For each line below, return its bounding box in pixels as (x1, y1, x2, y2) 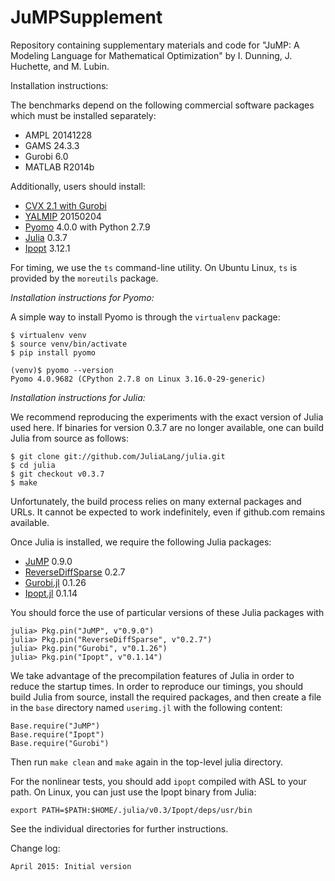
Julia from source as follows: (10, 432, 130, 444)
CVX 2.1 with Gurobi (24, 199, 107, 211)
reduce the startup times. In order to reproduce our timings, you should (10, 680, 304, 692)
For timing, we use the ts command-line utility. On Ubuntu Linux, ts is (10, 261, 298, 273)
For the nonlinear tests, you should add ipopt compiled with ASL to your (10, 775, 307, 787)
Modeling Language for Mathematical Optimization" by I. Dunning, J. (10, 49, 293, 61)
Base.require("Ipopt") (10, 729, 105, 740)
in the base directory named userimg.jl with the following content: (10, 701, 283, 713)
